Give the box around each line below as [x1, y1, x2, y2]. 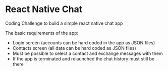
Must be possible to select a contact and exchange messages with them [12, 50, 163, 56]
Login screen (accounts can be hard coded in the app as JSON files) [12, 39, 155, 46]
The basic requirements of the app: [5, 30, 79, 36]
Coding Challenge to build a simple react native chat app [5, 20, 123, 26]
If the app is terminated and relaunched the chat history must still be [12, 55, 155, 61]
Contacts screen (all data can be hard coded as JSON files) [12, 45, 136, 51]
